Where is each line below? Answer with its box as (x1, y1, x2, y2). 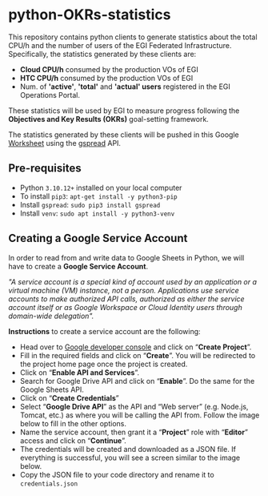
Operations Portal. (19, 90, 81, 99)
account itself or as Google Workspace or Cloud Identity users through (8, 302, 242, 312)
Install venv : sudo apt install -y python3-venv (19, 208, 175, 218)
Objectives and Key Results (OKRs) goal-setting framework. (8, 114, 210, 123)
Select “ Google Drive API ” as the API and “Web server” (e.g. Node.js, (19, 401, 249, 411)
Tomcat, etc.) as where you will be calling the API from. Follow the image (19, 410, 260, 420)
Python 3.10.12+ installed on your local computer (19, 183, 182, 192)
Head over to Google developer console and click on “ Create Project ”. (19, 342, 252, 352)
